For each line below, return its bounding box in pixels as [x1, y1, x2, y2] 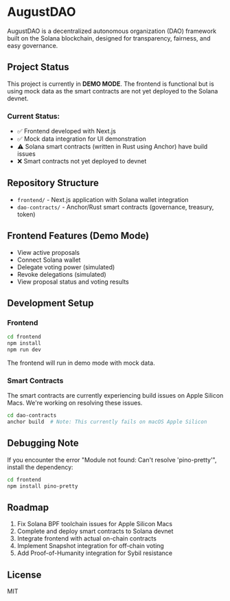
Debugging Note [7, 438, 79, 449]
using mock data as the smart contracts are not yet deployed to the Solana [7, 87, 218, 95]
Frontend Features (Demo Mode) [7, 230, 150, 242]
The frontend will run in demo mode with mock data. [7, 359, 156, 367]
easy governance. [7, 41, 58, 49]
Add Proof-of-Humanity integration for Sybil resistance [16, 549, 173, 557]
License [7, 569, 42, 580]
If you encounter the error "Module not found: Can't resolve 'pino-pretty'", [7, 455, 218, 464]
